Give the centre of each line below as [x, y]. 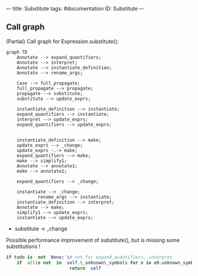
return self [85, 268]
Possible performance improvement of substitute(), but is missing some [93, 240]
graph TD [17, 52]
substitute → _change [41, 228]
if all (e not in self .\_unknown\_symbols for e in [84, 262]
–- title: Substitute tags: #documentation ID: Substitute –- [75, 9]
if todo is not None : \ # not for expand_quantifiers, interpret [89, 257]
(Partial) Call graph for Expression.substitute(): [62, 41]
